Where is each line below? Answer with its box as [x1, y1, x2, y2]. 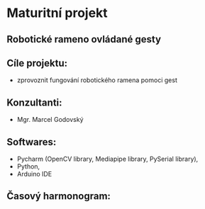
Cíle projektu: [6, 57, 68, 69]
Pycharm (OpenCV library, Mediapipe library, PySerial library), [16, 154, 199, 164]
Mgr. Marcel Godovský [16, 115, 84, 124]
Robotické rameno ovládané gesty [6, 33, 161, 45]
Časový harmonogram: [6, 190, 111, 203]
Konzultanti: [6, 96, 62, 108]
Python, [16, 162, 40, 171]
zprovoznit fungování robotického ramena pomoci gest [16, 76, 178, 84]
